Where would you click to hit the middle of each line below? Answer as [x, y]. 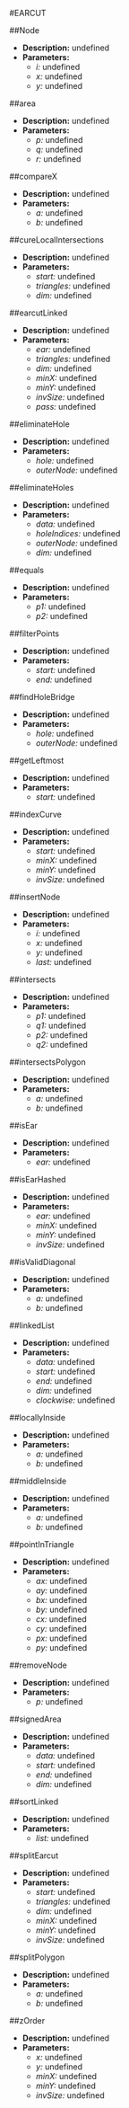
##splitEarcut [34, 1856]
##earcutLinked [39, 313]
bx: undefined [61, 1600]
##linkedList [32, 1325]
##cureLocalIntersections [57, 240]
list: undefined [62, 1838]
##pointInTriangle [42, 1544]
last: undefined [64, 962]
